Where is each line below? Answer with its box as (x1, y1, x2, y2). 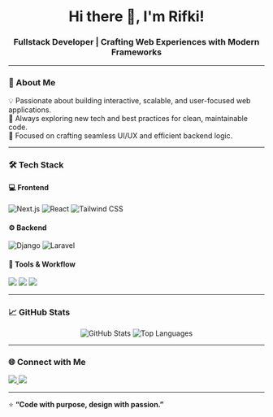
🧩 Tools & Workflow (8, 259, 76, 269)
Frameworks (110, 46, 162, 58)
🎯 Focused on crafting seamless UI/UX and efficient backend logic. (8, 130, 233, 141)
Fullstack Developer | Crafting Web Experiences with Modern (13, 37, 260, 48)
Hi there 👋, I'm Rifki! (68, 7, 205, 26)
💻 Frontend (8, 183, 50, 193)
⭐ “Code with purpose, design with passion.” (8, 399, 164, 409)
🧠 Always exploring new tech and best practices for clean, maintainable (8, 113, 248, 123)
